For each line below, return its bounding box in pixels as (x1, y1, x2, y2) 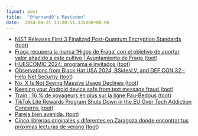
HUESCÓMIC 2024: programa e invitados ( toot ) (14, 61, 131, 68)
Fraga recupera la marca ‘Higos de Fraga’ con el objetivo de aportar (14, 48, 180, 55)
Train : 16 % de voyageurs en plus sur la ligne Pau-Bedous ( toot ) (14, 92, 172, 99)
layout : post (6, 8, 38, 15)
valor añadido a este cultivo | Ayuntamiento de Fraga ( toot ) (14, 54, 158, 62)
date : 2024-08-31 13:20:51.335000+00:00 (6, 19, 110, 25)
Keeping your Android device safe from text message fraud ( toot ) (14, 86, 174, 93)
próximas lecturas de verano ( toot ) (14, 123, 99, 130)
